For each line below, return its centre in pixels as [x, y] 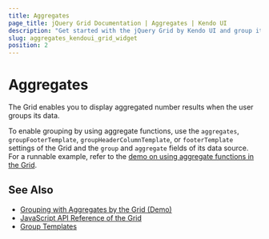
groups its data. [34, 116]
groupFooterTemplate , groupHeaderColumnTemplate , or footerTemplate [121, 140]
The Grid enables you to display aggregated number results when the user [131, 107]
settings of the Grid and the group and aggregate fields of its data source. [128, 148]
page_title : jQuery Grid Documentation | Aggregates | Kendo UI [118, 23]
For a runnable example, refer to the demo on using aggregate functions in [131, 157]
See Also [31, 190]
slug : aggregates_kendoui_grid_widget [73, 38]
